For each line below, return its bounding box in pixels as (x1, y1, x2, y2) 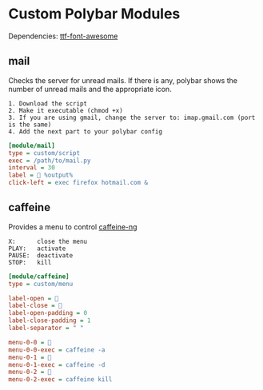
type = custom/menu (8, 280, 74, 288)
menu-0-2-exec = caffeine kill (8, 376, 113, 384)
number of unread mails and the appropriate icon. (8, 84, 172, 94)
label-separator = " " (8, 324, 84, 332)
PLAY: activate (8, 245, 66, 253)
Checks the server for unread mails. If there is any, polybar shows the (8, 75, 238, 85)
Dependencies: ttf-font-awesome (8, 31, 118, 41)
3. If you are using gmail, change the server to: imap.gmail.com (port (8, 113, 256, 121)
